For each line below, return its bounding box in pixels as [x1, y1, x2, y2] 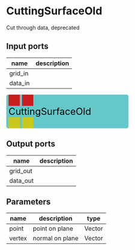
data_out [9, 176, 34, 185]
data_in [9, 79, 30, 87]
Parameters [6, 196, 51, 207]
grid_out [9, 166, 33, 175]
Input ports [6, 41, 49, 51]
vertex [9, 234, 28, 243]
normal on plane [32, 234, 79, 243]
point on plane [32, 224, 74, 233]
